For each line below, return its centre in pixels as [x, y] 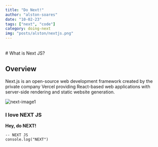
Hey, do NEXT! [21, 126]
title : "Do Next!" [25, 10]
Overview [21, 69]
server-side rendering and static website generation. [60, 92]
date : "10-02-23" [24, 19]
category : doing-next [28, 29]
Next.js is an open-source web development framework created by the [79, 81]
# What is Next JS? [25, 53]
